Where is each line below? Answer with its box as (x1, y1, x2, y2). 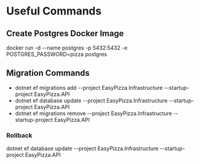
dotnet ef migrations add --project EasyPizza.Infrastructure (15, 84, 163, 91)
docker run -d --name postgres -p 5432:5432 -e (6, 44, 128, 51)
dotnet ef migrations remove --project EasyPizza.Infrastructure (15, 110, 172, 117)
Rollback (6, 131, 33, 139)
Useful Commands (6, 4, 102, 18)
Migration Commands (6, 68, 90, 78)
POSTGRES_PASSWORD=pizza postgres (6, 51, 108, 58)
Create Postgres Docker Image (6, 28, 124, 39)
